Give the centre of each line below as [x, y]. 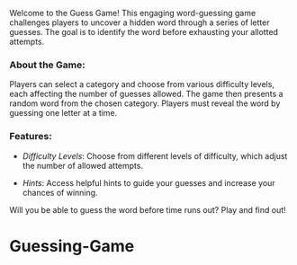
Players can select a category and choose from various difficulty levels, [142, 84]
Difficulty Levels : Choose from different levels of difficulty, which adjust [155, 155]
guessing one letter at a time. [63, 113]
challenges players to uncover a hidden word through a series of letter [139, 22]
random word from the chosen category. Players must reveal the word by [145, 103]
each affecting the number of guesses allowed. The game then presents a [146, 94]
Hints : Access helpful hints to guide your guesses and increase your [149, 182]
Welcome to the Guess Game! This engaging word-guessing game [133, 13]
